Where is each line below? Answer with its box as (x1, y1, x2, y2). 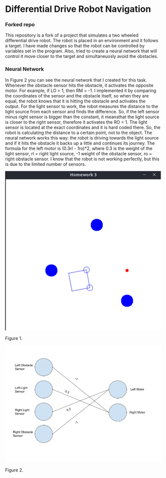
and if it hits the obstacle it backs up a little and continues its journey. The (5, 140, 155, 146)
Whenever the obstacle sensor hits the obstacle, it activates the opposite (5, 82, 154, 88)
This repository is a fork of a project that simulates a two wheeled (5, 32, 139, 38)
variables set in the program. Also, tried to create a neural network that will (5, 48, 157, 54)
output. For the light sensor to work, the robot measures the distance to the (5, 103, 158, 109)
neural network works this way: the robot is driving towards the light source (5, 135, 159, 141)
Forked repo (5, 21, 35, 28)
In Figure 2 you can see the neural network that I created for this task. (5, 77, 147, 83)
